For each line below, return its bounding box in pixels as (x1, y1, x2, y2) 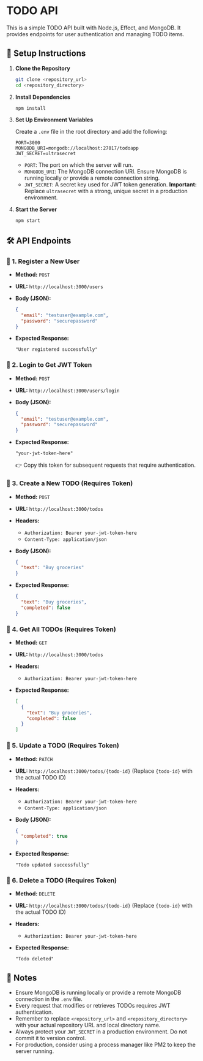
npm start (15, 218, 41, 224)
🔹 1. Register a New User (6, 257, 80, 266)
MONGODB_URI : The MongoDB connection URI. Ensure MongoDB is (24, 168, 187, 175)
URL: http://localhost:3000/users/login (15, 386, 120, 394)
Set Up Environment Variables (15, 116, 94, 123)
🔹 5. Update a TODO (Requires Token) (6, 741, 119, 750)
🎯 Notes (6, 973, 37, 983)
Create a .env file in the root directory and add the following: (15, 128, 168, 136)
